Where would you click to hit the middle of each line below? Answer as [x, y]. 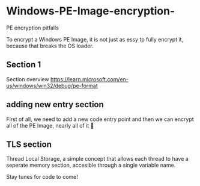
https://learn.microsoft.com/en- [89, 79]
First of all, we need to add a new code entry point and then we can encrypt [100, 119]
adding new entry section [55, 104]
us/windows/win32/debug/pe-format [52, 85]
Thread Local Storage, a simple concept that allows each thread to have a [98, 159]
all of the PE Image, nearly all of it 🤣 [50, 125]
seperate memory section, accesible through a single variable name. [91, 165]
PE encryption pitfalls [32, 28]
